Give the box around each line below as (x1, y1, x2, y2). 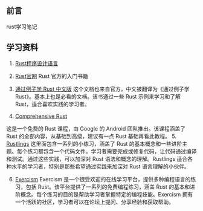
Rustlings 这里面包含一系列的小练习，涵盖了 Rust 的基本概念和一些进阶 (6, 140, 182, 147)
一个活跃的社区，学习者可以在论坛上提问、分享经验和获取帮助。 (14, 198, 174, 206)
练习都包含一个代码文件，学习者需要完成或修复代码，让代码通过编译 (27, 148, 197, 155)
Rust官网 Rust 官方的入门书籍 (14, 72, 89, 80)
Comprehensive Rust (14, 112, 68, 120)
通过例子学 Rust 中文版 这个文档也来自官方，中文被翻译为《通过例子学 (14, 85, 190, 93)
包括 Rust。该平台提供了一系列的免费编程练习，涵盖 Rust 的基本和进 (25, 183, 196, 190)
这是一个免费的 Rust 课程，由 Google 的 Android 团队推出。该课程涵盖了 (6, 125, 186, 132)
